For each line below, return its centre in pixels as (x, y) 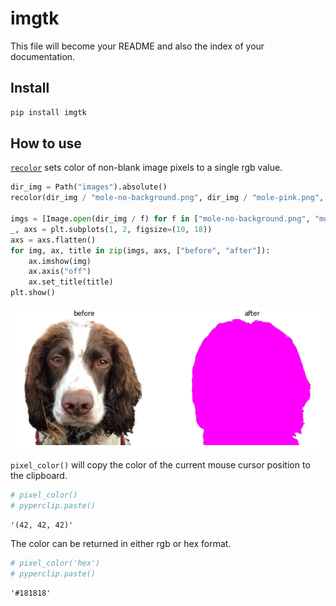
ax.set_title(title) (71, 282)
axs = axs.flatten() (53, 240)
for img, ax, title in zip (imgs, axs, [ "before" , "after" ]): (140, 250)
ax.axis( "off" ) (60, 272)
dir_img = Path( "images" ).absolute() (89, 187)
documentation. (43, 56)
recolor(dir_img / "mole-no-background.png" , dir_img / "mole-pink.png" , (167, 198)
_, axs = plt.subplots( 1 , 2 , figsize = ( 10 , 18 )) (111, 229)
